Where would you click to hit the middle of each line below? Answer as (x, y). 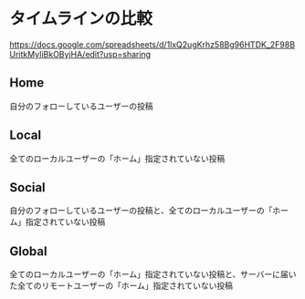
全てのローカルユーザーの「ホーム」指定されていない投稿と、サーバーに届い (153, 274)
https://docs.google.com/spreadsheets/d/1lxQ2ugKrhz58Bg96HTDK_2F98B (152, 44)
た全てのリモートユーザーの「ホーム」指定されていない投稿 (121, 286)
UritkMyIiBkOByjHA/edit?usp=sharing (80, 54)
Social (27, 187)
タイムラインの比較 (81, 19)
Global (28, 251)
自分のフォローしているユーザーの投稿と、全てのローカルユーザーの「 (141, 211)
